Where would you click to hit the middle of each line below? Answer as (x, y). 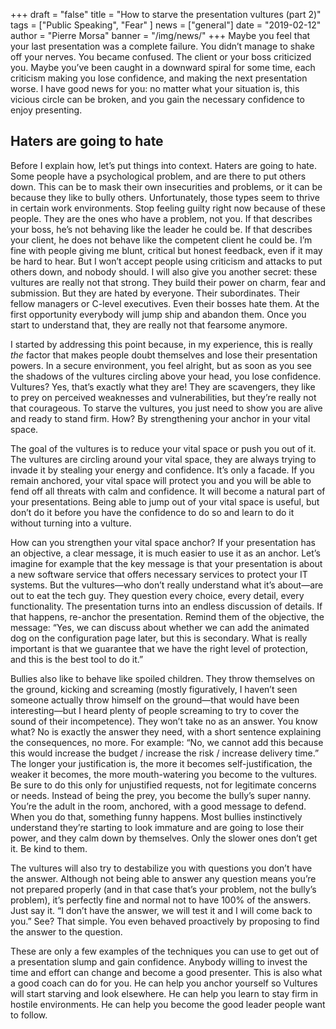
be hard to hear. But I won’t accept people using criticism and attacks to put (166, 261)
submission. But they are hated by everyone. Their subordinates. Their (155, 293)
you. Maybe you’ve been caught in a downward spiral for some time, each (163, 67)
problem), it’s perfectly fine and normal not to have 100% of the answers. (161, 900)
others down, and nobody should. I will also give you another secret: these (164, 271)
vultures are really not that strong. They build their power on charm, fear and (168, 282)
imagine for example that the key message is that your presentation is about (166, 563)
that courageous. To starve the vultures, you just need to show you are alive (166, 408)
